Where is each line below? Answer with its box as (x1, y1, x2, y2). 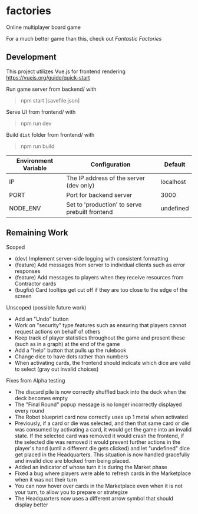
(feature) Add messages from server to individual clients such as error (14, 261, 186, 268)
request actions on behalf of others (14, 328, 101, 335)
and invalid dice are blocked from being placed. (14, 457, 131, 464)
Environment (16, 156, 54, 164)
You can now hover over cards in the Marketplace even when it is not (14, 482, 183, 489)
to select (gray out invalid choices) (14, 365, 99, 373)
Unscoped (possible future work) (6, 304, 87, 311)
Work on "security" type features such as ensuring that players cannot (14, 321, 187, 328)
